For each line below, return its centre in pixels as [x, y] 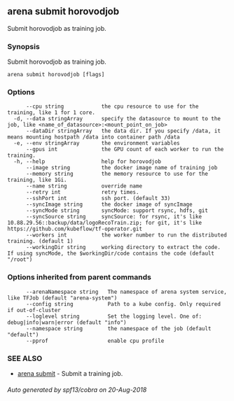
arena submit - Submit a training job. [70, 373]
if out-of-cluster [34, 310]
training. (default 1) [40, 241]
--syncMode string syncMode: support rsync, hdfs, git [117, 211]
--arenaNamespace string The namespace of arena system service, [126, 292]
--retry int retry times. [82, 192]
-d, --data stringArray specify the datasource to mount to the [117, 119]
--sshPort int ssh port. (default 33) [98, 199]
